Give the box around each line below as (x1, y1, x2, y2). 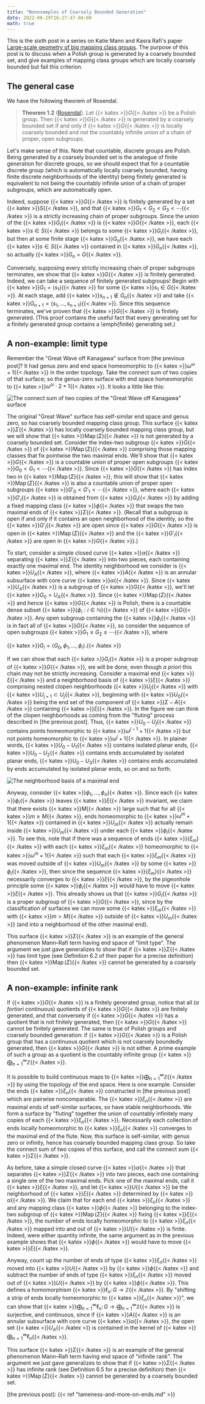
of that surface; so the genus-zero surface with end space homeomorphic (7, 375, 194, 382)
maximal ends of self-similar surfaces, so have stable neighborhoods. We (7, 1103, 192, 1110)
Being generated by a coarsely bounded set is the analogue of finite (7, 154, 178, 161)
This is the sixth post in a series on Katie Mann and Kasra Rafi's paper (7, 37, 183, 45)
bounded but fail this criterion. (7, 63, 83, 70)
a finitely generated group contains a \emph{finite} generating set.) (7, 321, 176, 328)
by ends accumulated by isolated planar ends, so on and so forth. (7, 765, 171, 772)
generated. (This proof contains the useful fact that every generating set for (7, 314, 198, 322)
